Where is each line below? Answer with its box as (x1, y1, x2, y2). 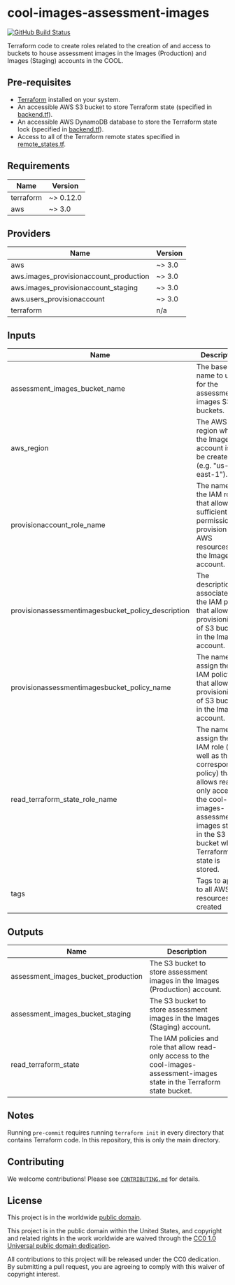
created (196, 902, 222, 912)
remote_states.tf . (17, 140, 66, 148)
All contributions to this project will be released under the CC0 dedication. (7, 1255, 220, 1263)
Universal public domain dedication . (7, 1242, 111, 1250)
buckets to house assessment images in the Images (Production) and (7, 49, 206, 57)
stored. (196, 865, 220, 875)
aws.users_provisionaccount (10, 294, 105, 304)
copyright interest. (7, 1270, 61, 1279)
